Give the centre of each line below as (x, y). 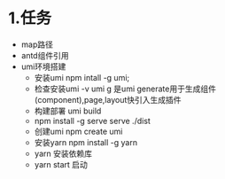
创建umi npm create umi (78, 131)
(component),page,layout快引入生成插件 (108, 99)
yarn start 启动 (61, 164)
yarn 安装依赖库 (63, 153)
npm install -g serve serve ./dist (93, 121)
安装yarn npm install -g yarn (86, 142)
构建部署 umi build (68, 111)
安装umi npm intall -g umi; (82, 77)
